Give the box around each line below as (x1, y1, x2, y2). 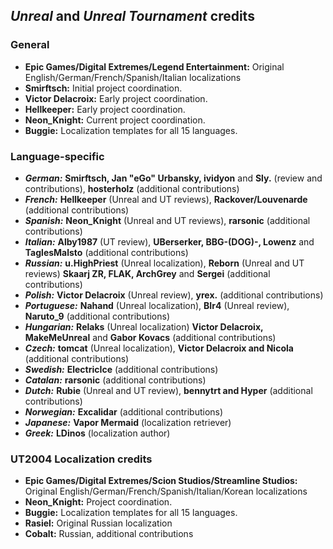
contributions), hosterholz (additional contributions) (24, 182, 240, 194)
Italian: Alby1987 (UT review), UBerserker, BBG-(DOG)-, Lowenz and (24, 235, 315, 248)
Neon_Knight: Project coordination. (24, 496, 173, 508)
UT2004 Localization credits (10, 452, 153, 466)
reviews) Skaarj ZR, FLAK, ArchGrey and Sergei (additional (24, 267, 271, 279)
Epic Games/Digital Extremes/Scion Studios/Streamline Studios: (24, 475, 298, 487)
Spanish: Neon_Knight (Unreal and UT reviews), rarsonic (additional (24, 214, 311, 226)
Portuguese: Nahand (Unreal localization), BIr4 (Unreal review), (24, 299, 290, 311)
